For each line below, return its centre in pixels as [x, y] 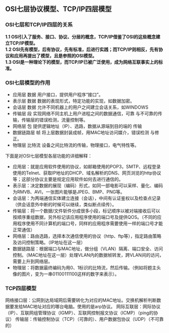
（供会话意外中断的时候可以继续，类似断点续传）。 [65, 204]
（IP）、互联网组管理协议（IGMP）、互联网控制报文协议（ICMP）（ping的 [79, 313]
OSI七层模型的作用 [28, 82]
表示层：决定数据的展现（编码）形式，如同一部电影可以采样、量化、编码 [88, 185]
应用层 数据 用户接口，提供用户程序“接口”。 [58, 94]
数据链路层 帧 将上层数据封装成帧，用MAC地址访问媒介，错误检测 [81, 132]
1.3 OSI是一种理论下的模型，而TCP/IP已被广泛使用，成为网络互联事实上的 [82, 62]
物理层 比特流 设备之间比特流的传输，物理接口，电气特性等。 [76, 145]
